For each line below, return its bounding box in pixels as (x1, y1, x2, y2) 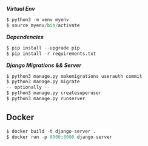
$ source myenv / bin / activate (6, 22, 80, 28)
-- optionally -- (6, 84, 50, 90)
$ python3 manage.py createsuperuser (6, 90, 102, 96)
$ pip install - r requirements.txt (6, 51, 96, 57)
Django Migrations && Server (6, 62, 82, 69)
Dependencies (6, 33, 44, 40)
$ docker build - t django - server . (6, 128, 96, 135)
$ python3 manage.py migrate (6, 78, 80, 85)
